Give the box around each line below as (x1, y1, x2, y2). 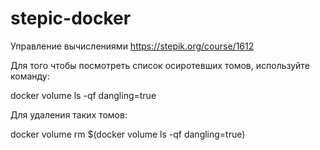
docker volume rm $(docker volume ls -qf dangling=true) (10, 128, 246, 140)
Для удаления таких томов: (10, 108, 128, 121)
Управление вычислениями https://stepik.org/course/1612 (10, 40, 255, 52)
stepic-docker (10, 7, 132, 30)
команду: (10, 70, 50, 82)
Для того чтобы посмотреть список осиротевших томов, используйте (10, 59, 310, 71)
